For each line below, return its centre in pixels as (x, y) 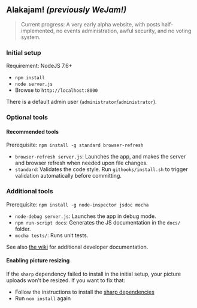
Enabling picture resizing (38, 261)
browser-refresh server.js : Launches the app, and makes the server (100, 157)
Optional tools (27, 118)
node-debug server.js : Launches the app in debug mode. (86, 216)
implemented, (38, 31)
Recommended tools (32, 131)
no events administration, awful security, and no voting (124, 31)
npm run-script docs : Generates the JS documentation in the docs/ (98, 222)
